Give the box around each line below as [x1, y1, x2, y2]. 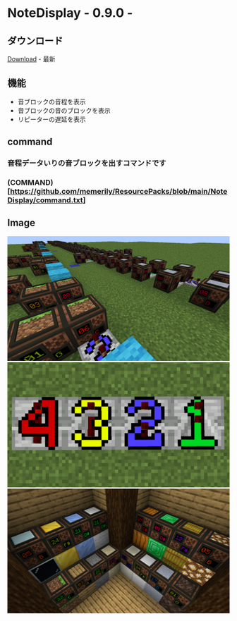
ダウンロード [7, 35, 63, 47]
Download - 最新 [7, 55, 56, 63]
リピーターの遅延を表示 [17, 115, 86, 123]
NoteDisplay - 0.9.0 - [7, 5, 133, 21]
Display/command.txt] [7, 195, 86, 205]
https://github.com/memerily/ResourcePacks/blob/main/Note [10, 187, 228, 197]
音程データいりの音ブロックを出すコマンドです [7, 159, 166, 168]
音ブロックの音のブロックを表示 [17, 106, 111, 114]
